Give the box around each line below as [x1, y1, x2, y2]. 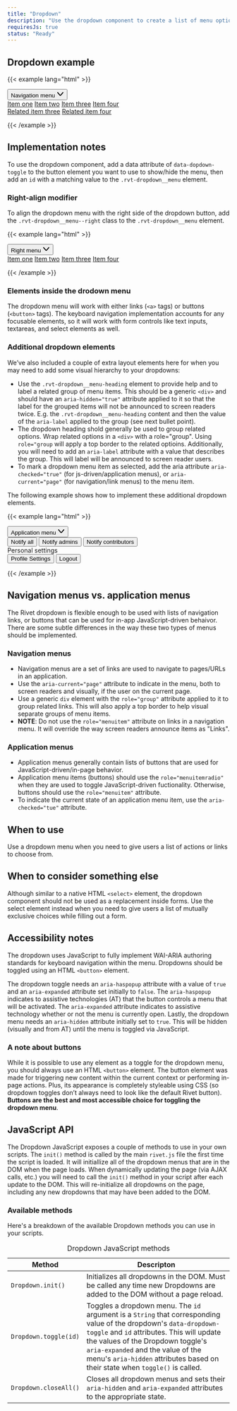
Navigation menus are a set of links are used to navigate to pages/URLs [17, 664, 226, 673]
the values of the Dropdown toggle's [86, 1336, 207, 1346]
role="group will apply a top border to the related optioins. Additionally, [17, 439, 224, 448]
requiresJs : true [7, 23, 59, 30]
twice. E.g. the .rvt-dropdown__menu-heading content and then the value [17, 409, 226, 418]
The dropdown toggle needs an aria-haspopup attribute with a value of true [7, 979, 226, 988]
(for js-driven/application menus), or [63, 469, 169, 478]
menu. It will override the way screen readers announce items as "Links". [17, 724, 230, 733]
